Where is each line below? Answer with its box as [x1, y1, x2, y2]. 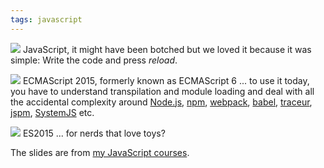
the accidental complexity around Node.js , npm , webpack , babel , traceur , [10, 96, 313, 108]
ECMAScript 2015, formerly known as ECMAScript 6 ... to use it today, [22, 74, 310, 86]
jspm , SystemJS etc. [10, 106, 95, 118]
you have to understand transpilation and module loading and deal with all [10, 85, 315, 97]
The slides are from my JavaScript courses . [10, 146, 190, 158]
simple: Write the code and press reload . [10, 54, 178, 66]
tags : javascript [10, 14, 83, 25]
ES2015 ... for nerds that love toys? [22, 127, 166, 139]
